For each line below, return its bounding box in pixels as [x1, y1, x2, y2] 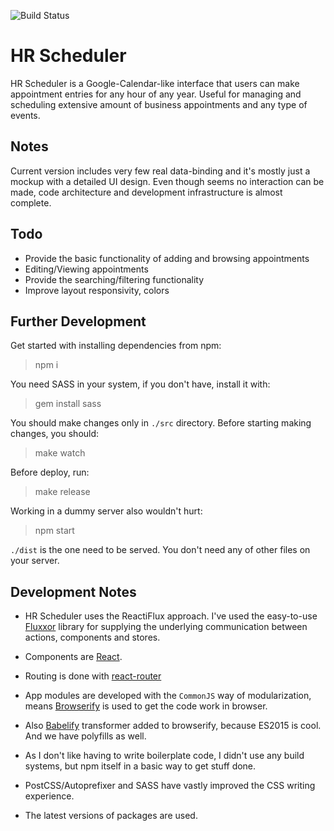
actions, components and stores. [24, 631, 161, 644]
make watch [34, 447, 86, 459]
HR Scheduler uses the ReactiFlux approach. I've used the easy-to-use [24, 610, 318, 622]
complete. [10, 196, 52, 209]
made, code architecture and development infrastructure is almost [10, 186, 283, 198]
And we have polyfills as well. [24, 730, 147, 742]
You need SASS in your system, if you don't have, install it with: [10, 378, 271, 390]
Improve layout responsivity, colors [24, 284, 170, 296]
